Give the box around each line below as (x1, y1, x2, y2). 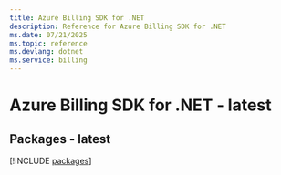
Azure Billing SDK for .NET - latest (9, 95, 272, 116)
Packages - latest (9, 131, 111, 147)
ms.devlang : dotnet (9, 47, 84, 57)
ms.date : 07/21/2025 (9, 30, 88, 39)
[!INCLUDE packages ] (9, 156, 92, 166)
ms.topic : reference (9, 38, 88, 48)
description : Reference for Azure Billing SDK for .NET (9, 22, 226, 31)
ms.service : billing (9, 56, 88, 65)
